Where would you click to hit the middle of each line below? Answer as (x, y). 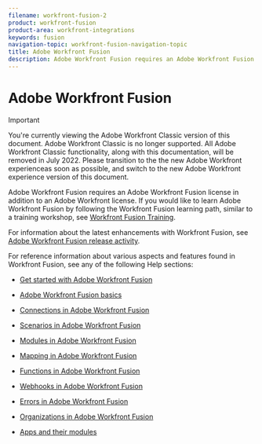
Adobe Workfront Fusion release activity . (74, 240)
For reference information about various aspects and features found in (122, 255)
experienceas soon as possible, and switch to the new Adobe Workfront (125, 168)
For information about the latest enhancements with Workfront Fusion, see (128, 232)
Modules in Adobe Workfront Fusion (78, 340)
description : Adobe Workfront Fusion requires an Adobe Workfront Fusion (131, 60)
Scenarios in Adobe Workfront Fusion (80, 325)
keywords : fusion (36, 37)
